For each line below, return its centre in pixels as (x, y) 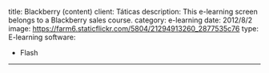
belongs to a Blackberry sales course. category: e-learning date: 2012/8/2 (130, 20)
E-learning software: (42, 37)
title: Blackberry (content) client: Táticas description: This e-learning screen (133, 12)
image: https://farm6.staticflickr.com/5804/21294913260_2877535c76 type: (133, 28)
